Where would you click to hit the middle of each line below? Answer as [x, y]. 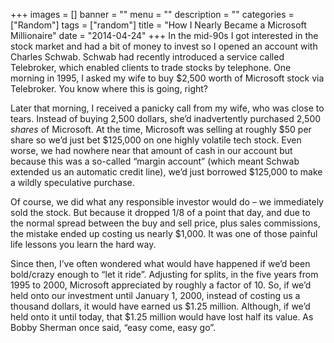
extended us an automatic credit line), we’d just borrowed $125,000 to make [166, 172]
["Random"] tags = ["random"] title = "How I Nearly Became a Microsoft [158, 25]
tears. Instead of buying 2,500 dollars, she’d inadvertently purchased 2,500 [166, 118]
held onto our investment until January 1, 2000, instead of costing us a [155, 295]
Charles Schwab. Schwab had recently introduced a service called [147, 57]
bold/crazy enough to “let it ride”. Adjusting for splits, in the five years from [164, 274]
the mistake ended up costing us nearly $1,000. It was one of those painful [164, 233]
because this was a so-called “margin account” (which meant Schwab [155, 161]
